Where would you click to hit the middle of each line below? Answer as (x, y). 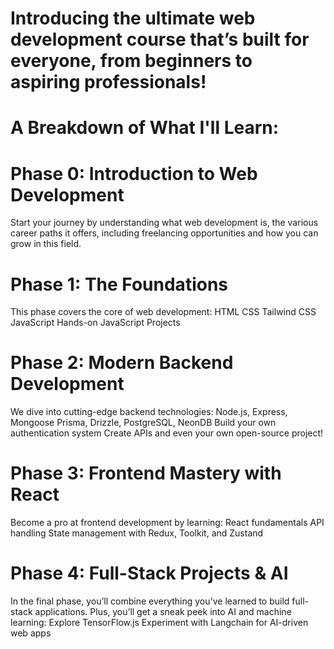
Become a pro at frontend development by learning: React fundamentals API (167, 523)
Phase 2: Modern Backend (122, 363)
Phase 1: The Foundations (119, 284)
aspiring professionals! (108, 82)
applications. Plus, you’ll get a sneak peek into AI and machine (163, 612)
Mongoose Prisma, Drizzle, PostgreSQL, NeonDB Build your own (143, 423)
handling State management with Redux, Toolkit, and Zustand (137, 533)
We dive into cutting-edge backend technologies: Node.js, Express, (149, 412)
